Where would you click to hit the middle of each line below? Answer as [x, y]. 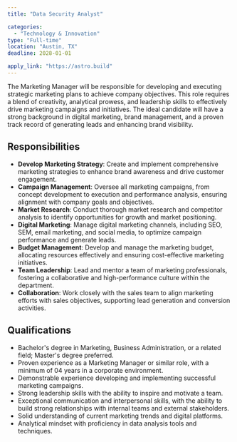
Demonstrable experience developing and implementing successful [116, 378]
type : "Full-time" [35, 40]
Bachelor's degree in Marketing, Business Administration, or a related [120, 347]
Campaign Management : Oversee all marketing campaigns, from [114, 187]
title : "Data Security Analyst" [55, 14]
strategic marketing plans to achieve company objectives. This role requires [118, 94]
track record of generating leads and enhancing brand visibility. [100, 124]
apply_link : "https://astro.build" [60, 66]
